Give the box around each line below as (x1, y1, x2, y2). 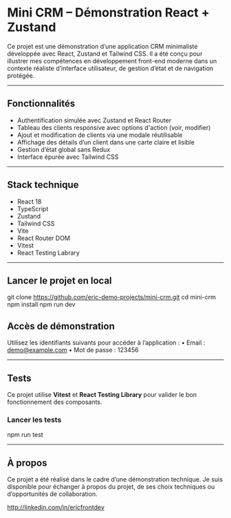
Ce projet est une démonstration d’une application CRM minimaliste (7, 42, 198, 50)
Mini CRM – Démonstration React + (7, 5, 210, 21)
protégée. (7, 71, 35, 80)
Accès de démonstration (7, 320, 115, 332)
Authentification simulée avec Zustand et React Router (16, 116, 172, 125)
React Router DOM (16, 234, 71, 242)
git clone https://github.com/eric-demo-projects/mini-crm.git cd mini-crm (7, 293, 217, 301)
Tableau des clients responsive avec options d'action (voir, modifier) (16, 123, 211, 131)
